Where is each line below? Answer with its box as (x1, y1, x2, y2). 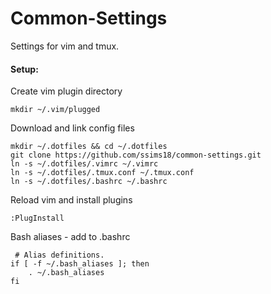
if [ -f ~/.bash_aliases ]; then (10, 259, 150, 269)
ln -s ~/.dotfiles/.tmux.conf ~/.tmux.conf (10, 168, 195, 178)
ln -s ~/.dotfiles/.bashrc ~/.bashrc (10, 177, 168, 187)
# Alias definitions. (14, 250, 105, 261)
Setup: (10, 63, 39, 75)
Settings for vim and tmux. (10, 40, 120, 52)
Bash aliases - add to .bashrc (10, 231, 131, 243)
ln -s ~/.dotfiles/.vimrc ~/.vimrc (10, 159, 159, 169)
